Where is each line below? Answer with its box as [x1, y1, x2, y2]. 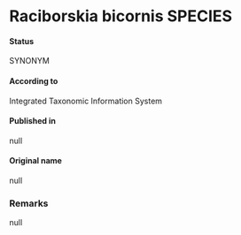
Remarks [9, 197, 49, 209]
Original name [9, 155, 62, 166]
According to [9, 75, 58, 86]
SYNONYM [9, 56, 51, 66]
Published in [9, 116, 56, 126]
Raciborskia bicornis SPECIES [9, 6, 233, 27]
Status [9, 35, 35, 46]
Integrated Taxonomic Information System [9, 95, 162, 106]
